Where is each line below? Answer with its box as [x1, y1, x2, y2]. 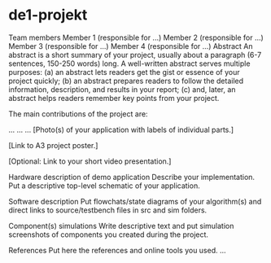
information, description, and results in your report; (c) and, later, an [8, 84, 236, 94]
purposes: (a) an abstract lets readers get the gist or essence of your [8, 67, 240, 77]
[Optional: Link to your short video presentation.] [8, 156, 172, 166]
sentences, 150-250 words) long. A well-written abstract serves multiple [8, 59, 251, 68]
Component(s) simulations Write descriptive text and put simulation [8, 221, 234, 230]
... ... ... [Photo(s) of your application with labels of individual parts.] [8, 125, 234, 134]
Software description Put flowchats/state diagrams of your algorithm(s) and [8, 196, 262, 206]
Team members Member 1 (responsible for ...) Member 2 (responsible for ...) [8, 33, 264, 42]
